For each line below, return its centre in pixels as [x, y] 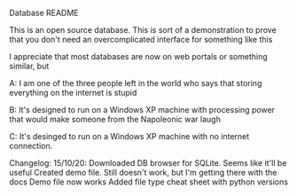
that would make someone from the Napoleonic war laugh [115, 119]
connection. [31, 146]
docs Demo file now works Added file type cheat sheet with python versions [148, 182]
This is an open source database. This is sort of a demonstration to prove [143, 30]
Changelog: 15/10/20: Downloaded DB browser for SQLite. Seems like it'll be [148, 163]
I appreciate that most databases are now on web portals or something [138, 56]
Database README [44, 13]
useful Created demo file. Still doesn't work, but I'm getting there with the [143, 172]
